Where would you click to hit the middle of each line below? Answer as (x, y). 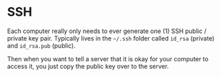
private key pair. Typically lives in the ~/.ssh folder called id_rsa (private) (111, 38)
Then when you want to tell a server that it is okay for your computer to (108, 58)
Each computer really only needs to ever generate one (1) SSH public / (107, 31)
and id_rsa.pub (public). (41, 45)
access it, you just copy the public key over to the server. (88, 66)
